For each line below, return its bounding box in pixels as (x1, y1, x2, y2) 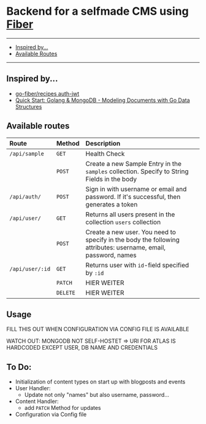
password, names (85, 251, 137, 259)
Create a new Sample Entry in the (85, 159, 182, 168)
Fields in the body (85, 175, 137, 183)
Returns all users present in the (85, 210, 175, 219)
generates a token (85, 200, 138, 208)
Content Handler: (15, 398, 59, 405)
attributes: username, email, (85, 243, 166, 251)
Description (85, 139, 121, 147)
